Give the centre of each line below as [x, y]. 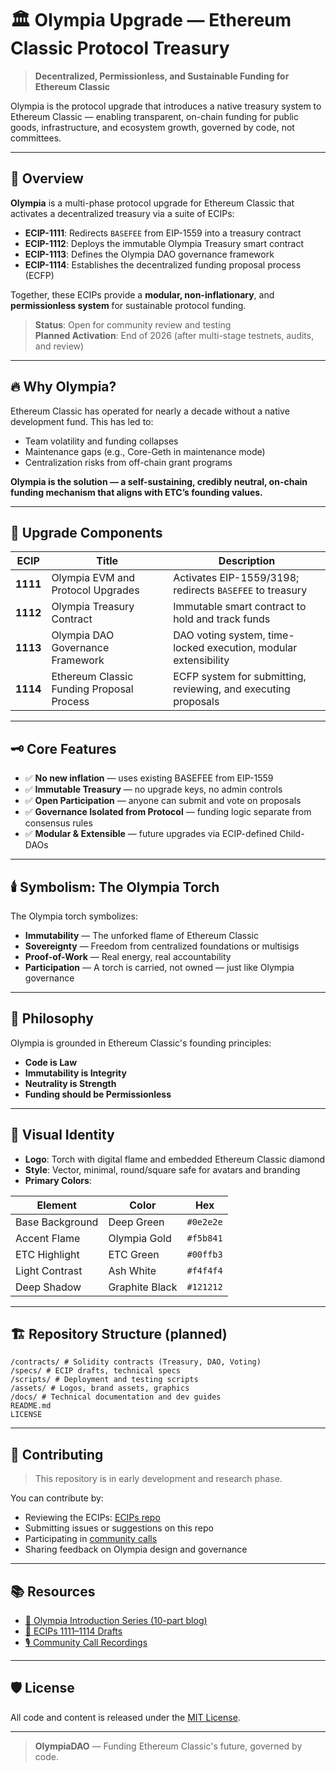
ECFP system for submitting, [240, 677]
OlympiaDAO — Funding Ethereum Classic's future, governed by [168, 1746]
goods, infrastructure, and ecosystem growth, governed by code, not [152, 127]
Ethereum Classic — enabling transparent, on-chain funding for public [154, 116]
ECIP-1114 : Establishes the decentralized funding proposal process [163, 264]
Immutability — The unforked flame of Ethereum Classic [141, 935]
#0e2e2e [204, 1221]
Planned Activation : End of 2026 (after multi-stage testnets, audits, [174, 335]
